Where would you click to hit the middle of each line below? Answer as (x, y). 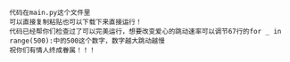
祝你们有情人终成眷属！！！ (53, 50)
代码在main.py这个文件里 (50, 12)
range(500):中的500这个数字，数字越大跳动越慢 (87, 41)
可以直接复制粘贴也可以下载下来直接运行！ (76, 22)
